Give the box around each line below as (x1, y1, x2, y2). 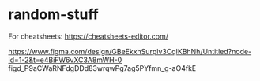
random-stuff (8, 6, 99, 24)
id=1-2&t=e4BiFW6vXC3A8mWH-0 (8, 55, 122, 64)
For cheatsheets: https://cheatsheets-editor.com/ (8, 31, 168, 41)
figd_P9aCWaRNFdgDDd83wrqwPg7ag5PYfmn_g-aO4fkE (8, 63, 197, 72)
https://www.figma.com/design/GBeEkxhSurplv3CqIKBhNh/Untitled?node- (8, 46, 252, 56)
